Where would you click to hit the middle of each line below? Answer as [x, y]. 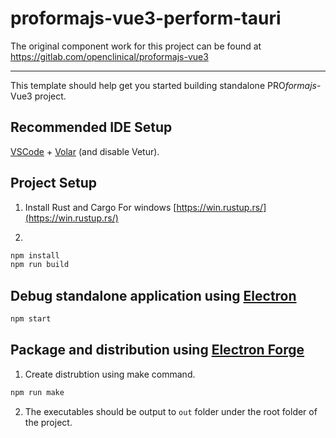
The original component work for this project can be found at [136, 46]
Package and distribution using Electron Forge [157, 350]
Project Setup [54, 183]
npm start [31, 319]
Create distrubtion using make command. [110, 374]
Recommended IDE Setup [91, 127]
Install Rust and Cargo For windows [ [100, 207]
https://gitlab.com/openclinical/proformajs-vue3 [109, 56]
